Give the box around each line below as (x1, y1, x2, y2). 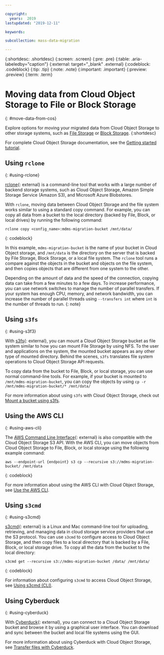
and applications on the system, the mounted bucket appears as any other (5, 348, 155, 354)
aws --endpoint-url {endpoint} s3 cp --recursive (5, 459, 109, 464)
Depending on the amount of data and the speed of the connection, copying (5, 275, 159, 281)
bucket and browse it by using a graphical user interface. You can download (5, 625, 159, 630)
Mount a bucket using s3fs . (5, 398, 60, 403)
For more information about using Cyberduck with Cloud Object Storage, (5, 639, 152, 645)
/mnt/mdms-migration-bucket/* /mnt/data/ (5, 383, 91, 389)
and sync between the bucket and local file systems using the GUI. (5, 630, 140, 635)
